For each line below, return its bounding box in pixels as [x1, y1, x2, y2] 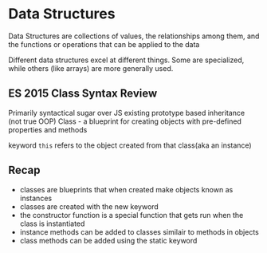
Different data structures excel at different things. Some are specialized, [8, 55, 245, 65]
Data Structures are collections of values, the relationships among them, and [8, 31, 260, 41]
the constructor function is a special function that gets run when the [19, 210, 244, 219]
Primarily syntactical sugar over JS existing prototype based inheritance [8, 108, 245, 117]
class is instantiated [19, 219, 85, 228]
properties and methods [8, 125, 88, 134]
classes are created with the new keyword [19, 201, 159, 211]
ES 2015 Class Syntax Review [8, 87, 158, 101]
